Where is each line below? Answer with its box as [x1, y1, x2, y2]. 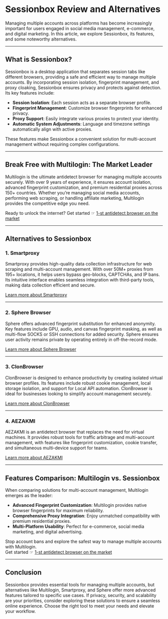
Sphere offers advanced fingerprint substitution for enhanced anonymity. [5, 321, 156, 327]
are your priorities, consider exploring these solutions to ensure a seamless [5, 597, 160, 603]
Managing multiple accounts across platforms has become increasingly [5, 20, 152, 26]
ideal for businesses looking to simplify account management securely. [5, 391, 151, 397]
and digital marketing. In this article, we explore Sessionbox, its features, [5, 31, 154, 37]
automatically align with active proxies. [12, 126, 92, 132]
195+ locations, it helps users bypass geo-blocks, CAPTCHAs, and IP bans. [5, 271, 160, 277]
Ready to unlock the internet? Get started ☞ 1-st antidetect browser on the [5, 210, 158, 216]
